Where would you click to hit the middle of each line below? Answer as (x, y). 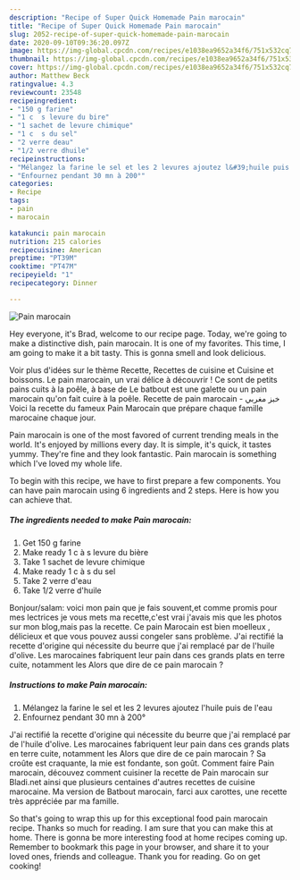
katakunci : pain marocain (57, 233)
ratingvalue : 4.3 (42, 84)
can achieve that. (41, 499)
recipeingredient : (43, 101)
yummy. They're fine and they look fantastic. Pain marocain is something (143, 453)
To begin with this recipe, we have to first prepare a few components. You (145, 480)
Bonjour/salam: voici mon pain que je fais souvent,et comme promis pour (144, 607)
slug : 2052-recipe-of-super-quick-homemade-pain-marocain (119, 34)
